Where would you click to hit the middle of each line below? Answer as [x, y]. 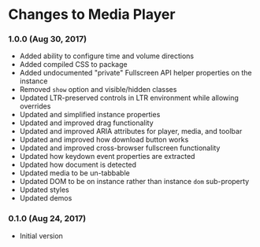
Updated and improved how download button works [104, 140]
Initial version [41, 236]
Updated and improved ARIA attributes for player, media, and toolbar [131, 131]
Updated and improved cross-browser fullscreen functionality [120, 148]
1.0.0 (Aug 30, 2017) [48, 39]
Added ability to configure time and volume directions [107, 56]
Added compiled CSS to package [73, 65]
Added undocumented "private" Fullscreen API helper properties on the [136, 73]
